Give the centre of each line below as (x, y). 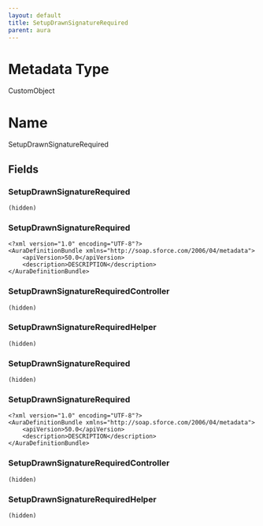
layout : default (35, 15)
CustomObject (31, 91)
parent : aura (30, 30)
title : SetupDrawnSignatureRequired (68, 23)
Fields (24, 169)
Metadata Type (59, 69)
